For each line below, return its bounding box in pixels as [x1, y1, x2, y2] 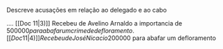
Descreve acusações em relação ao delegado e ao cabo [6, 6, 167, 14]
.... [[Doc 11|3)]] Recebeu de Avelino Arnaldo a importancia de [6, 19, 183, 27]
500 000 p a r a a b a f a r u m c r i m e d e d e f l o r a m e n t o [6, 27, 133, 35]
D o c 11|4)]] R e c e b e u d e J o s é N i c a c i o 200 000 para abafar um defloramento [10, 34, 216, 42]
